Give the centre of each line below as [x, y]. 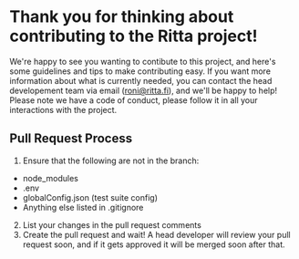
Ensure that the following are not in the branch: [111, 161]
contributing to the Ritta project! [134, 36]
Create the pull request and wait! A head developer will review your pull [156, 234]
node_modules [51, 178]
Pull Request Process [71, 139]
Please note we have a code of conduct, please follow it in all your [134, 100]
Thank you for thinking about [122, 17]
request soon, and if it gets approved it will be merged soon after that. [154, 244]
